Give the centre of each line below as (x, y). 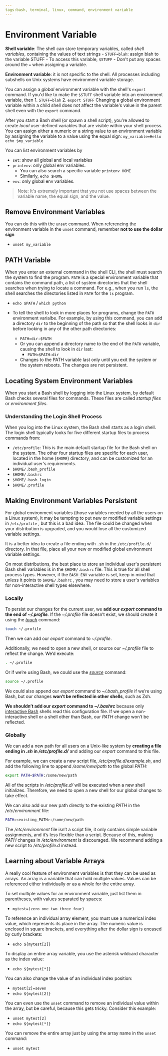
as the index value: (24, 959)
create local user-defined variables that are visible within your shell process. (84, 125)
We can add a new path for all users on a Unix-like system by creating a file (83, 746)
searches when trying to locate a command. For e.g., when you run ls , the (82, 288)
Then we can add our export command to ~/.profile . (58, 638)
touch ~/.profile (23, 629)
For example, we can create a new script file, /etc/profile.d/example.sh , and (83, 761)
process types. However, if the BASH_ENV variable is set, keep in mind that (80, 575)
